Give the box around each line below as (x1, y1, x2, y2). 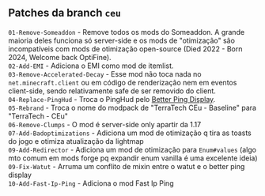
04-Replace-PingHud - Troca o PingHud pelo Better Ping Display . (8, 94, 216, 104)
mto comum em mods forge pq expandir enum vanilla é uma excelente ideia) (8, 153, 259, 163)
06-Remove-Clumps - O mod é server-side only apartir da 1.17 (8, 119, 202, 129)
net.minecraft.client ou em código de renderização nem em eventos (8, 77, 237, 87)
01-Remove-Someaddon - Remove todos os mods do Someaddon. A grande (8, 27, 245, 36)
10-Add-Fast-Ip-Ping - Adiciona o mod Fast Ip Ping (8, 178, 174, 188)
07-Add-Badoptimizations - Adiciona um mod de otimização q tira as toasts (8, 128, 252, 138)
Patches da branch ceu (8, 6, 121, 20)
